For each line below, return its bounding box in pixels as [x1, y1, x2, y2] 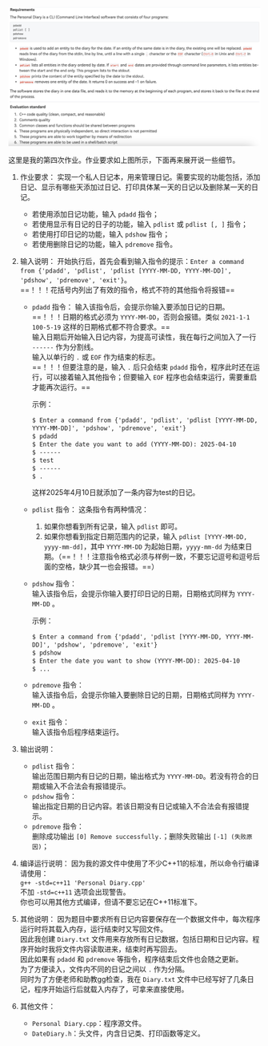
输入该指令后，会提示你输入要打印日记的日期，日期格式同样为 [31, 589, 236, 598]
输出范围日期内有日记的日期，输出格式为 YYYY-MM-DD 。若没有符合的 [31, 772, 253, 781]
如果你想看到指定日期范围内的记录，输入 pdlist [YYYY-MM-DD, [43, 532, 248, 541]
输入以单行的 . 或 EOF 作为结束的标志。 [31, 352, 160, 362]
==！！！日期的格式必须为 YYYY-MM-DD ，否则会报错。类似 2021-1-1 [31, 312, 250, 322]
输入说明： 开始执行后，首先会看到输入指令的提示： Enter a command [19, 257, 245, 266]
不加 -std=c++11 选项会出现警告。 [19, 887, 130, 897]
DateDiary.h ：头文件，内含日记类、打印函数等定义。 [31, 1028, 206, 1038]
